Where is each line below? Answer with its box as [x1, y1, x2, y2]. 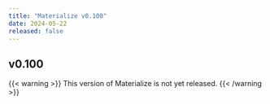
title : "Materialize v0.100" [8, 11, 107, 20]
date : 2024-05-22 [8, 19, 67, 28]
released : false [8, 27, 63, 35]
